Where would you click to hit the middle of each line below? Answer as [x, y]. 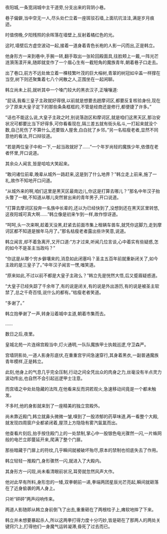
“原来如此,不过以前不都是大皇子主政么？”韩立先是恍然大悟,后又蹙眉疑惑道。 [83, 275]
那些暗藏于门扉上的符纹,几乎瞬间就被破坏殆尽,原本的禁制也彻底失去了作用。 [83, 450]
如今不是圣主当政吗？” [32, 248]
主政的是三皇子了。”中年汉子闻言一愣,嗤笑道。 [52, 265]
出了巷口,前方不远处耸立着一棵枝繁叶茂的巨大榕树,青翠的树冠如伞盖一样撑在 [83, 73]
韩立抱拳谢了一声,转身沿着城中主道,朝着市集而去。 [57, 313]
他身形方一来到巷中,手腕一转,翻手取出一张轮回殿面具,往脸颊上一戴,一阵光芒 [82, 56]
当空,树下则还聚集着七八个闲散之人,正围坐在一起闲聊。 [61, 79]
